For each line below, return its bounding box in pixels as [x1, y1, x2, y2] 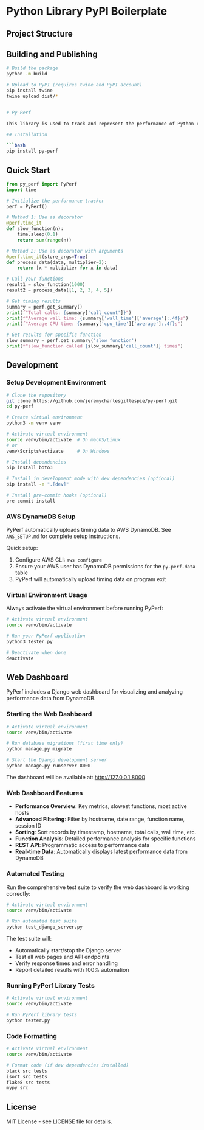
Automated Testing [6, 870, 64, 878]
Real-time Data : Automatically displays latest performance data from [15, 848, 188, 856]
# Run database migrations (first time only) [6, 741, 123, 747]
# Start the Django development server [6, 757, 107, 763]
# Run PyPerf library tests [6, 1012, 78, 1018]
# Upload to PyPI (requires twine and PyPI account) [6, 82, 143, 88]
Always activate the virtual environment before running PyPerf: [6, 604, 164, 612]
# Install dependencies [6, 459, 67, 465]
